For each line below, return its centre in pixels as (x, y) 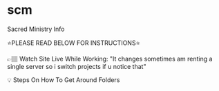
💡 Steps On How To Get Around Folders (64, 80)
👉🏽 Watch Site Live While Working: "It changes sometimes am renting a (110, 59)
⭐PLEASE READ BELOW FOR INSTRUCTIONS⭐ (74, 43)
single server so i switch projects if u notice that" (77, 66)
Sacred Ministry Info (36, 29)
